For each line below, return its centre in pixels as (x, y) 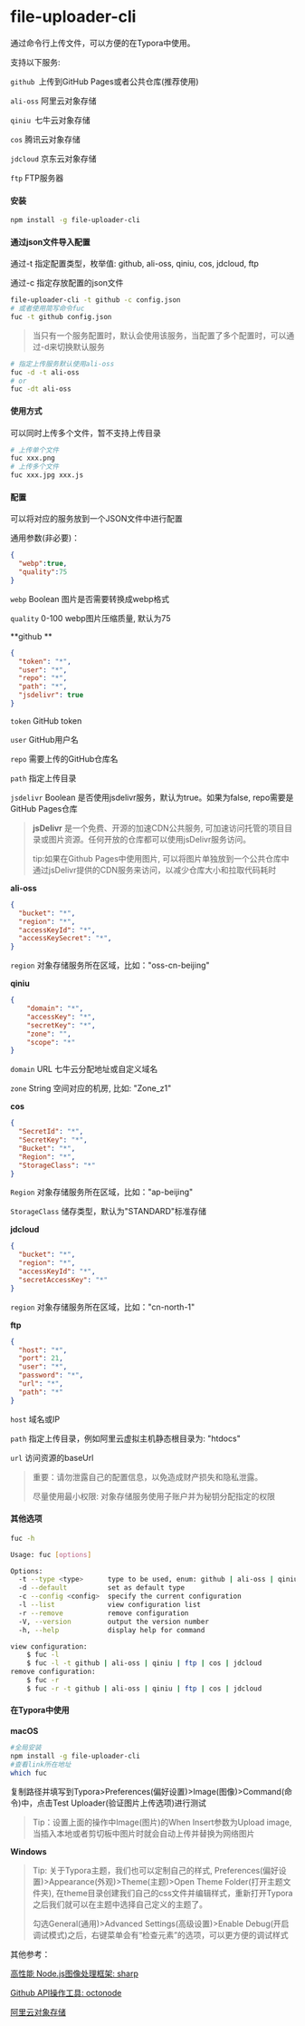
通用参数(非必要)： (45, 538)
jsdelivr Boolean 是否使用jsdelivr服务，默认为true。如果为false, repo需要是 (152, 797)
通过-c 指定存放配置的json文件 (67, 283)
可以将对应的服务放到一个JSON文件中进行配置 (97, 519)
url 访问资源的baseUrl (52, 1457)
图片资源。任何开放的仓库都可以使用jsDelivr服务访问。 (150, 839)
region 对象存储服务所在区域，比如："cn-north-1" (103, 1307)
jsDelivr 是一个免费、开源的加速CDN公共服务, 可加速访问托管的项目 (158, 828)
